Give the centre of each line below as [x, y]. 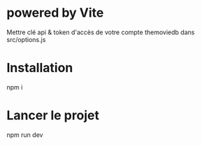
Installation [40, 68]
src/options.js [26, 39]
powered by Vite [55, 13]
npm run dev [25, 135]
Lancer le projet [53, 116]
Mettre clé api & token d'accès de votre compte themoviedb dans [101, 32]
